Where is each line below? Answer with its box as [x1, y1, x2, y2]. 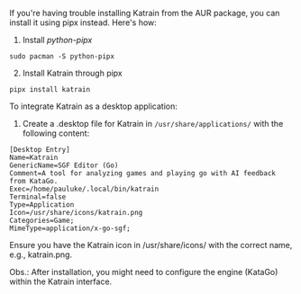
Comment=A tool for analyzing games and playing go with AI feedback [9, 169, 277, 178]
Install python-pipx [22, 35, 93, 45]
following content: [22, 128, 90, 138]
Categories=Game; [9, 216, 75, 225]
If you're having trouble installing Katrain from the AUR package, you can [9, 8, 280, 18]
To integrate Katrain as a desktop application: [9, 101, 178, 111]
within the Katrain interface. [9, 276, 113, 287]
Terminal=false [9, 192, 67, 201]
